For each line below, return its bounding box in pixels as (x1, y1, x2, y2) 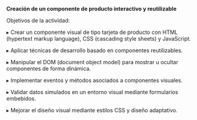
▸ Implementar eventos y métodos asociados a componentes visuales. (6, 77, 183, 84)
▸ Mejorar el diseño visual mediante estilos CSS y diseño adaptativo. (6, 107, 178, 114)
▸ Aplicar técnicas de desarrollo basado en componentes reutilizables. (6, 47, 183, 54)
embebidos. (6, 95, 37, 102)
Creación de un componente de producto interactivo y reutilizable (6, 5, 177, 12)
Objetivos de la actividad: (6, 17, 70, 24)
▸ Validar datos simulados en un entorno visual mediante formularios (6, 88, 179, 96)
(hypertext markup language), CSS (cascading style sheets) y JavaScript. (6, 35, 191, 42)
